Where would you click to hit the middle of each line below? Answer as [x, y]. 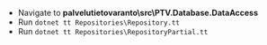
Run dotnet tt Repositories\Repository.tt [99, 22]
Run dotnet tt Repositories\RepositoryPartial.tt [113, 31]
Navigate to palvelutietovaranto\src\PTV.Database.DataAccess [138, 13]
